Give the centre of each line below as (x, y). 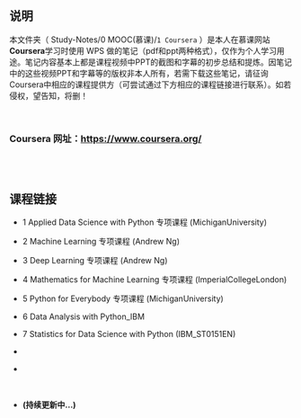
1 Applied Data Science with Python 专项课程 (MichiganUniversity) (145, 222)
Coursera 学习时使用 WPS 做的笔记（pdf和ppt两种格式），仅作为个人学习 (143, 50)
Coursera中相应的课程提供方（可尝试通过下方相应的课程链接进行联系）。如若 (150, 84)
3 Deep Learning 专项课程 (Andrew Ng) (95, 260)
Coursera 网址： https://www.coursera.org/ (106, 138)
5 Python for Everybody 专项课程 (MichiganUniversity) (123, 298)
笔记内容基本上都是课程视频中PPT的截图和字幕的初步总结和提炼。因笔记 (158, 62)
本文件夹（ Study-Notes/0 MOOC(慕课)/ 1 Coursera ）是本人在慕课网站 (140, 40)
